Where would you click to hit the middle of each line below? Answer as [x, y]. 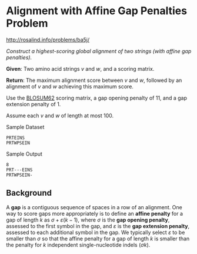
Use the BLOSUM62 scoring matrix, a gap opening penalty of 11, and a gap [96, 98]
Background [29, 193]
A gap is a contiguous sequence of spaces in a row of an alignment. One [94, 207]
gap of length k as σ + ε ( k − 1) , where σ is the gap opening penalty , [88, 220]
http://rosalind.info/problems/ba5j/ [48, 39]
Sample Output [24, 154]
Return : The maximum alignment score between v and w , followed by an [94, 80]
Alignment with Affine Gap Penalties [96, 11]
